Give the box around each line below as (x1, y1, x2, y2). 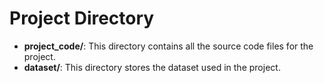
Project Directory (9, 7, 155, 30)
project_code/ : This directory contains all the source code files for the (23, 40, 314, 52)
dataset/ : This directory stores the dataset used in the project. (23, 61, 281, 73)
